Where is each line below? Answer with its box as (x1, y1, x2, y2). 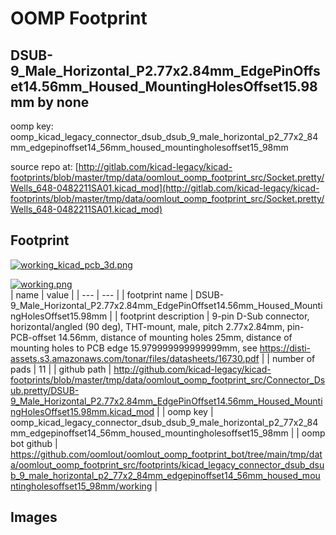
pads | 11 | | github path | (10, 363, 112, 375)
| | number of (261, 352, 316, 364)
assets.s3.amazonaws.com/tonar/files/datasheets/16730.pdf (10, 352, 260, 364)
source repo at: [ (10, 161, 79, 172)
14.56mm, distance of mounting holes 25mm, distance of (58, 331, 293, 343)
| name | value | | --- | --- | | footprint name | (10, 288, 194, 301)
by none (37, 93, 90, 111)
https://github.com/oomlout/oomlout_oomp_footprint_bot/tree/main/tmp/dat (10, 448, 323, 460)
